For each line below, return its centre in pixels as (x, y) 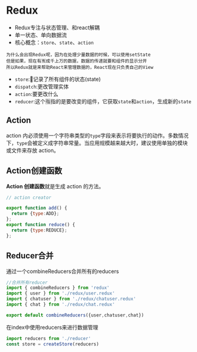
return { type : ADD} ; (35, 214)
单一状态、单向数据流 (41, 35)
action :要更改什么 (36, 94)
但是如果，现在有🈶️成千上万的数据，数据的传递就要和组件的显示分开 (77, 61)
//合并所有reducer (27, 283)
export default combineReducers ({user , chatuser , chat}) (75, 315)
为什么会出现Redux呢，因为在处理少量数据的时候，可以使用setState (78, 55)
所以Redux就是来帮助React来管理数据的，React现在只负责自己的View (80, 67)
